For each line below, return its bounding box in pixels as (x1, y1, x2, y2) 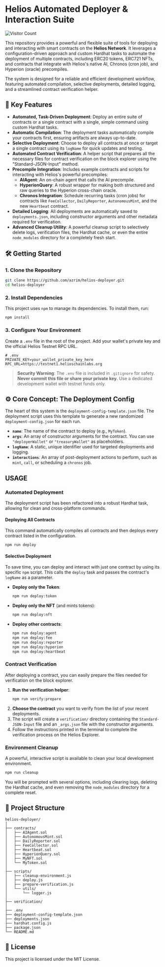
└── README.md (5, 929, 34, 934)
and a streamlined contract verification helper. (5, 86, 99, 92)
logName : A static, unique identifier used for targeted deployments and (12, 444, 154, 450)
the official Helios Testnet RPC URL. (5, 343, 78, 349)
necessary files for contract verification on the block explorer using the (12, 156, 157, 162)
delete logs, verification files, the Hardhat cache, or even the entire (12, 229, 148, 235)
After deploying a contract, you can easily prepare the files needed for (5, 672, 148, 678)
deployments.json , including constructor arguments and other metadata (12, 214, 158, 220)
